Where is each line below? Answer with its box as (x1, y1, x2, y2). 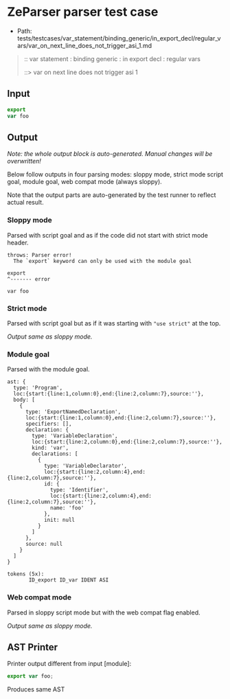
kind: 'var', (32, 444, 69, 452)
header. (7, 238, 29, 247)
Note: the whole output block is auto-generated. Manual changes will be (7, 150, 213, 158)
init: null (43, 516, 76, 524)
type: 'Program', (13, 385, 63, 391)
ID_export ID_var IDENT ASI (28, 577, 109, 584)
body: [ (13, 396, 36, 404)
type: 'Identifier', (50, 487, 109, 494)
